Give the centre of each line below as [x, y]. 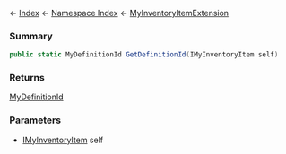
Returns [27, 78]
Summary [31, 36]
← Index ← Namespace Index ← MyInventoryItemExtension [119, 13]
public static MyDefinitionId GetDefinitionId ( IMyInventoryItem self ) [144, 55]
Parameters [35, 120]
